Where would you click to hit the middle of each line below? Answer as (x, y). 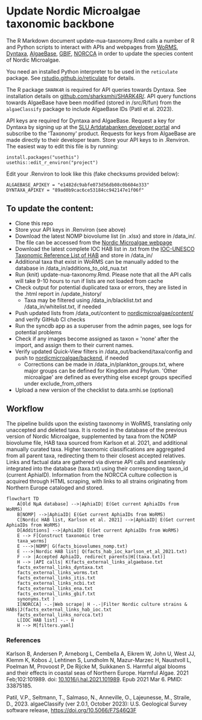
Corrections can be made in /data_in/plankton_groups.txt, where (104, 364)
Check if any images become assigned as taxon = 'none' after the (97, 339)
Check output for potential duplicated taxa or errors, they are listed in (101, 287)
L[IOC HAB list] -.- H (46, 620)
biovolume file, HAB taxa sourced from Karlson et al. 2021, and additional (97, 442)
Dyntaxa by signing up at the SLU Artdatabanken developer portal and (93, 127)
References (24, 640)
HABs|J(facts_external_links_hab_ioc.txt (59, 610)
